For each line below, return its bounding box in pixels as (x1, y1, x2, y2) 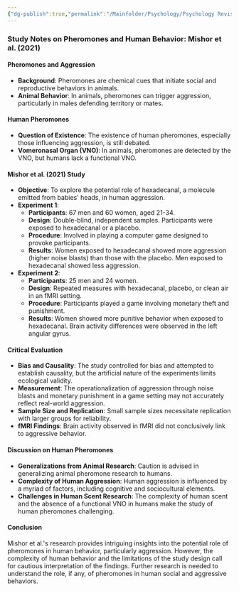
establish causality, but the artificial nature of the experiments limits (17, 369, 216, 378)
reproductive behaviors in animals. (17, 83, 119, 92)
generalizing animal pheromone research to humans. (17, 469, 173, 477)
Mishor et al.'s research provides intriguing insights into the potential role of (7, 538, 229, 548)
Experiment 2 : (17, 269, 60, 277)
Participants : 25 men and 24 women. (28, 277, 139, 285)
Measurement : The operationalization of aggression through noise (17, 384, 214, 393)
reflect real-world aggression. (17, 399, 105, 408)
